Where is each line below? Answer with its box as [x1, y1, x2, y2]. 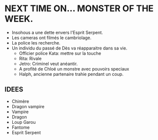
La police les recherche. [11, 40, 61, 46]
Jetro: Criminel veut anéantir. [19, 61, 78, 67]
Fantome [11, 124, 30, 130]
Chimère [11, 98, 29, 104]
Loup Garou [11, 119, 36, 125]
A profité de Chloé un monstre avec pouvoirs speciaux [19, 66, 130, 71]
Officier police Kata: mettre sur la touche [19, 50, 102, 56]
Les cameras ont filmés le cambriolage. [11, 35, 92, 41]
